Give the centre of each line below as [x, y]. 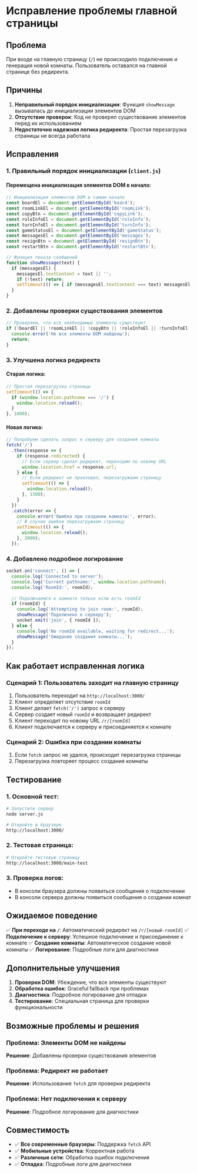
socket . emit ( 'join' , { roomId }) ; [59, 620]
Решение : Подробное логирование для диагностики [73, 1112]
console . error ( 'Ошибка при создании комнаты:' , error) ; [87, 516]
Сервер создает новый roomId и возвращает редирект [83, 714]
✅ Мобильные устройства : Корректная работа [74, 1151]
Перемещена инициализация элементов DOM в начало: [79, 185]
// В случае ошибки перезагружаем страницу [71, 522]
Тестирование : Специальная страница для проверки [82, 1001]
